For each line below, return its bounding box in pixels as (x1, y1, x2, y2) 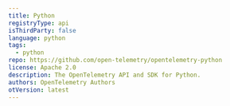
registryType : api (8, 19, 69, 27)
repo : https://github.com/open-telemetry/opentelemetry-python (8, 57, 223, 65)
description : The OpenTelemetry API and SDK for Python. (8, 71, 201, 79)
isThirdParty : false (8, 26, 77, 34)
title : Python (8, 11, 56, 20)
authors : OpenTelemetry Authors (8, 78, 115, 86)
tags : (8, 41, 26, 49)
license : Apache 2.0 (8, 64, 77, 72)
